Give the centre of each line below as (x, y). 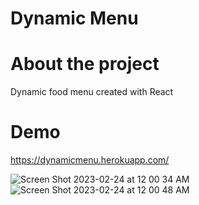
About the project (85, 64)
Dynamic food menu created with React (92, 92)
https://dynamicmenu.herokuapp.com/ (90, 160)
